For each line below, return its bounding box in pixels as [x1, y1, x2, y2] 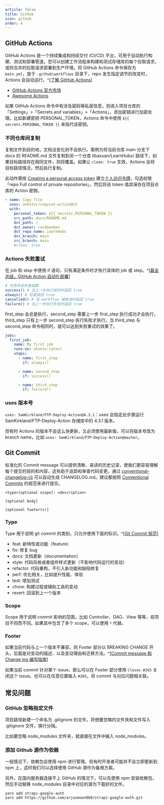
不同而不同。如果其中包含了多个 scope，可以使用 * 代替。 [9, 620, 126, 626]
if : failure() [22, 387, 51, 392]
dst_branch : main [14, 234, 49, 239]
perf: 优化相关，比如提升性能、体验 [12, 571, 83, 577]
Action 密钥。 [14, 188, 42, 194]
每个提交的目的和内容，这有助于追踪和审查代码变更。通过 [5, 468, 121, 474]
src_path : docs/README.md [14, 216, 67, 221]
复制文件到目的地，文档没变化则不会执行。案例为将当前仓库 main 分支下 [5, 147, 150, 153]
